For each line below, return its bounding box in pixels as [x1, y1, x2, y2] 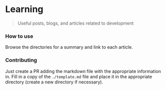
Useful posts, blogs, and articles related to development [17, 20, 134, 26]
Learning [5, 4, 44, 15]
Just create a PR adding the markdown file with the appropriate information [5, 68, 161, 74]
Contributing [5, 57, 37, 64]
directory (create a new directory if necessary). [5, 79, 103, 85]
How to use [5, 33, 34, 40]
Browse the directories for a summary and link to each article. [5, 44, 133, 50]
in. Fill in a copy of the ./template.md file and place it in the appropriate [5, 73, 152, 79]
